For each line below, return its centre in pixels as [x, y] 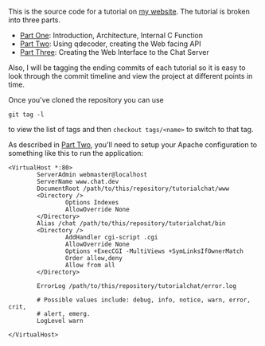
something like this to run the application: [76, 153]
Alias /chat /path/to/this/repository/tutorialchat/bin [131, 224]
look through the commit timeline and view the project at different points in [131, 76]
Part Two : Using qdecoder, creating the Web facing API [110, 44]
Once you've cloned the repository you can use [86, 100]
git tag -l [26, 115]
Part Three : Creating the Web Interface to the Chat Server [114, 52]
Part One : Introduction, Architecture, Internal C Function [111, 35]
